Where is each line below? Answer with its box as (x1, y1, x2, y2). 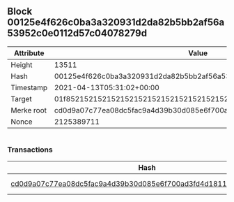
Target (10, 94, 33, 103)
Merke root (10, 105, 47, 115)
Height (10, 59, 33, 69)
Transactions (7, 145, 54, 154)
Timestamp (10, 82, 48, 92)
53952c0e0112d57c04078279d (7, 27, 148, 39)
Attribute (13, 48, 45, 58)
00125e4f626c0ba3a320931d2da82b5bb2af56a (7, 17, 225, 29)
